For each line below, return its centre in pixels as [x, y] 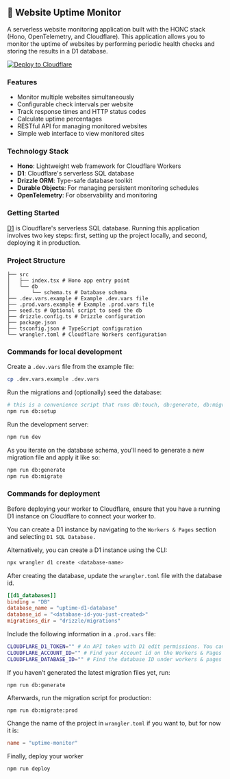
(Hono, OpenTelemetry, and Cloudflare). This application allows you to [106, 36]
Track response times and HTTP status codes [81, 112]
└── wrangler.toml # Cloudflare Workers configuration [87, 335]
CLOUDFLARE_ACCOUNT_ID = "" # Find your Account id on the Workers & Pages [115, 653]
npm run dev [24, 437]
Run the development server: [48, 424]
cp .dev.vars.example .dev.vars [53, 379]
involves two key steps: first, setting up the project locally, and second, [107, 235]
